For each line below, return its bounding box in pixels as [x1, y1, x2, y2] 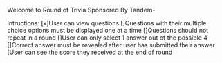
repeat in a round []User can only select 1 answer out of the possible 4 [7, 34, 208, 42]
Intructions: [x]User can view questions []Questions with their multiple [7, 19, 207, 27]
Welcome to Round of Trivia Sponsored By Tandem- [7, 6, 156, 14]
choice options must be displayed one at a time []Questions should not [7, 27, 209, 34]
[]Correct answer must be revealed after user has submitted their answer [7, 41, 216, 49]
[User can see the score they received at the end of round [7, 48, 173, 56]
